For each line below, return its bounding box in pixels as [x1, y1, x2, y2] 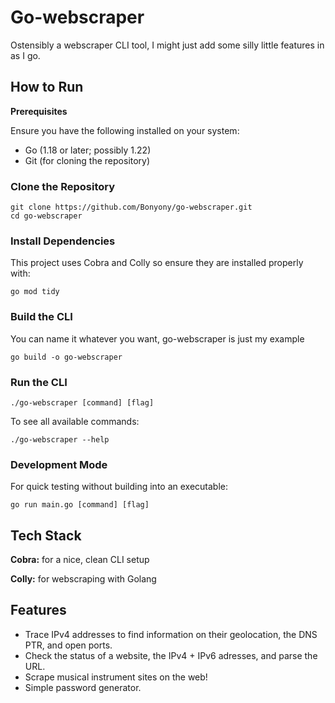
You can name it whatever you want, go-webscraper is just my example [10, 332, 305, 345]
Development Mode [10, 457, 108, 471]
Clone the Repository [10, 179, 116, 193]
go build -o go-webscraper [10, 352, 123, 362]
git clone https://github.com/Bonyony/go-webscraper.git [10, 202, 253, 213]
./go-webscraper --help [10, 434, 110, 445]
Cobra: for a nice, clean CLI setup [10, 554, 150, 566]
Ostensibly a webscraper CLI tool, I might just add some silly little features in [10, 39, 325, 51]
